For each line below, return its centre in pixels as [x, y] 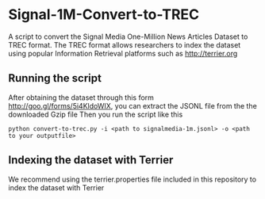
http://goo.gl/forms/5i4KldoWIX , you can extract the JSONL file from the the [133, 105]
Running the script [55, 78]
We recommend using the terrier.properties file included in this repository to [132, 179]
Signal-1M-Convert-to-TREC [104, 15]
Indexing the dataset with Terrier [91, 160]
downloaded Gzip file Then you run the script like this [96, 114]
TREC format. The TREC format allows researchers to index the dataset [125, 44]
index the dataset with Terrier [56, 187]
